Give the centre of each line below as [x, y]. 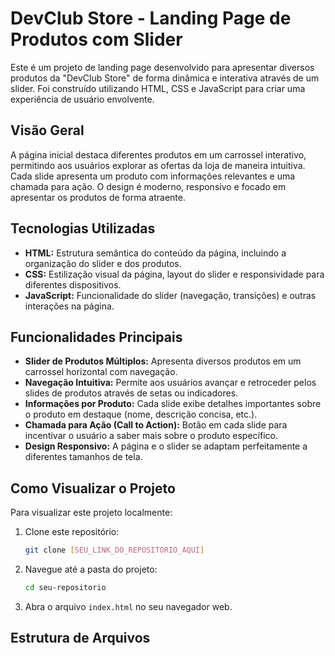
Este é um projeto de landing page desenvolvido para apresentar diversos [162, 67]
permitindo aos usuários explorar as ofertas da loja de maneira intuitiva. [158, 165]
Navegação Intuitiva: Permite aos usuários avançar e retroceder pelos [170, 383]
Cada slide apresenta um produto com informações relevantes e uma [153, 176]
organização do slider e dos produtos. [103, 263]
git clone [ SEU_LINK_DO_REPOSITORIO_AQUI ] [114, 550]
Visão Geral [47, 130]
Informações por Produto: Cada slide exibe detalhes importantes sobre [173, 404]
